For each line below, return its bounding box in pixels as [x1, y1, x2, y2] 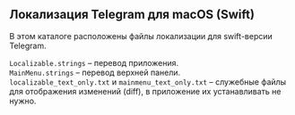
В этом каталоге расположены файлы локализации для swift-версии [9, 30, 273, 41]
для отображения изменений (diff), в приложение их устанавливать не [9, 86, 282, 96]
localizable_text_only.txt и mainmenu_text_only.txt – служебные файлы [9, 76, 287, 87]
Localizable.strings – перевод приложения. [9, 57, 179, 68]
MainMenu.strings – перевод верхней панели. [9, 67, 181, 78]
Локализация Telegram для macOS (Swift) [9, 7, 256, 22]
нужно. [9, 95, 37, 106]
